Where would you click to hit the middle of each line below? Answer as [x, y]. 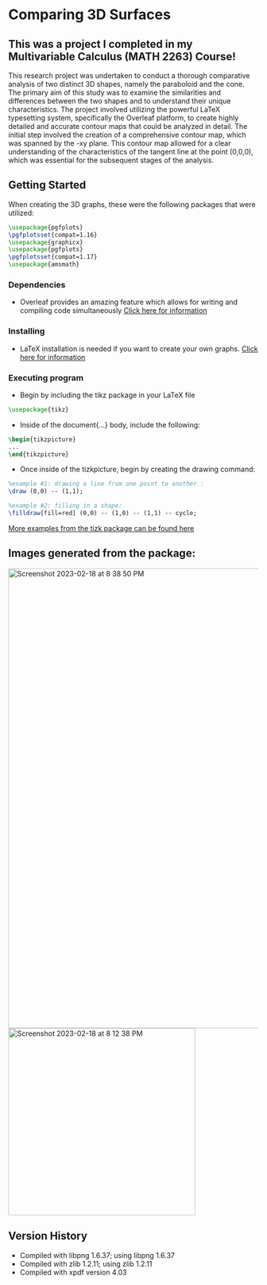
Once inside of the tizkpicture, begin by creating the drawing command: [137, 469]
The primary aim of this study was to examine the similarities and [114, 92]
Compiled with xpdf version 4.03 [73, 1272]
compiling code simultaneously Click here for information [113, 311]
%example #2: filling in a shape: [66, 506]
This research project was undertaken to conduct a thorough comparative [129, 76]
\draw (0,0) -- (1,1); [46, 491]
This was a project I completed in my [101, 44]
